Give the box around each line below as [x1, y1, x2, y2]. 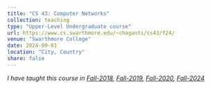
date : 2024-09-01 [7, 42, 58, 49]
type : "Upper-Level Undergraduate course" [7, 23, 132, 30]
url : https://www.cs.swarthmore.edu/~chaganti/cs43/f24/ [7, 29, 175, 37]
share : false [7, 55, 45, 62]
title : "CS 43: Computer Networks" [7, 10, 110, 17]
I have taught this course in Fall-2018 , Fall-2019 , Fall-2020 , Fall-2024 [7, 74, 205, 82]
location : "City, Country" [7, 49, 85, 56]
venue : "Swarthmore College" [7, 36, 91, 43]
